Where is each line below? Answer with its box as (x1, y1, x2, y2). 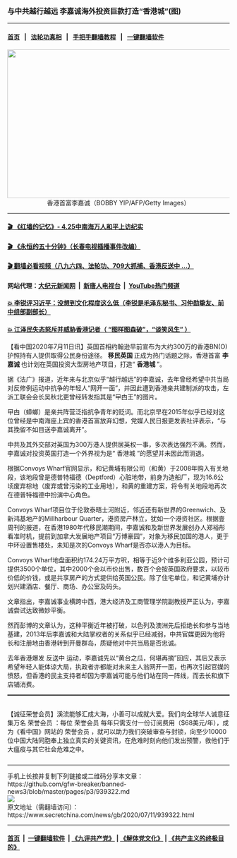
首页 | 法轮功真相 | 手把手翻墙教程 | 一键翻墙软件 (7, 32, 164, 41)
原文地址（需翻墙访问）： (7, 802, 79, 811)
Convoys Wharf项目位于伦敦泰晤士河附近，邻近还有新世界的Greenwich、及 (7, 505, 226, 514)
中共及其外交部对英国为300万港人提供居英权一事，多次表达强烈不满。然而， (7, 440, 229, 449)
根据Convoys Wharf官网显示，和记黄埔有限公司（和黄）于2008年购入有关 (7, 464, 223, 472)
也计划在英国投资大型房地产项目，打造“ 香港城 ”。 (20, 360, 166, 368)
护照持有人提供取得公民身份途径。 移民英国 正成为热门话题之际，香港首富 (7, 351, 221, 359)
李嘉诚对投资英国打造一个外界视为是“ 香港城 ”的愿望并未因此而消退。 (7, 449, 208, 457)
